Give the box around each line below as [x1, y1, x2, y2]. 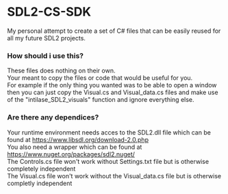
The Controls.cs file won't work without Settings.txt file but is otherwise [7, 157, 210, 165]
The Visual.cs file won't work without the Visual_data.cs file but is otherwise [7, 171, 221, 180]
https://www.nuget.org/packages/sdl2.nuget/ [7, 150, 136, 158]
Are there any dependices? [7, 113, 99, 122]
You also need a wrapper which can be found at [7, 143, 142, 151]
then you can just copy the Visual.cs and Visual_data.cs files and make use [7, 88, 218, 96]
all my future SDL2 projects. [7, 33, 86, 42]
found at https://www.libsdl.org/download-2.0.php [7, 135, 149, 143]
